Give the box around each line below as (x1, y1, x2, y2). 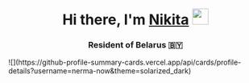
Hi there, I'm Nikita (62, 10, 189, 29)
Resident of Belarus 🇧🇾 (88, 39, 183, 51)
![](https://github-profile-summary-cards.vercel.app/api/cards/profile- (8, 57, 242, 68)
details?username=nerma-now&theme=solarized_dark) (8, 66, 192, 76)
